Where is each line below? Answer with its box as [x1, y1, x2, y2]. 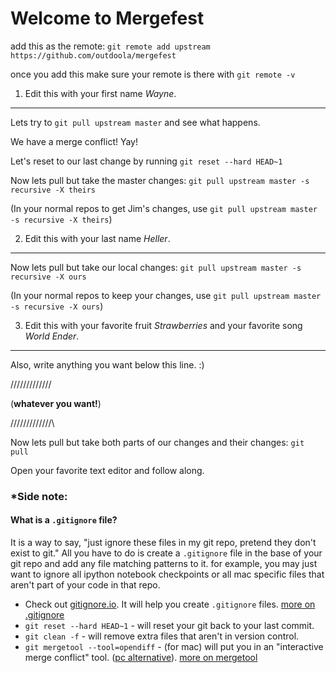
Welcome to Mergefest [10, 7, 205, 30]
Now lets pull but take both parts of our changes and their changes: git [10, 436, 305, 448]
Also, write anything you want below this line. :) [10, 358, 205, 371]
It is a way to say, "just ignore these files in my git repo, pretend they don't [10, 537, 317, 549]
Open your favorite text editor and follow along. [10, 464, 205, 476]
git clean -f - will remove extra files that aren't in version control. [24, 630, 300, 642]
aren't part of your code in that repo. [10, 579, 161, 591]
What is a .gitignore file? [10, 514, 118, 526]
